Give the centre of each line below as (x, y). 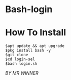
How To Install (36, 33)
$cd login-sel (20, 59)
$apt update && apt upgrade (35, 46)
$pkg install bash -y (28, 51)
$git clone (17, 55)
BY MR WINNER (22, 73)
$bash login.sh (21, 64)
